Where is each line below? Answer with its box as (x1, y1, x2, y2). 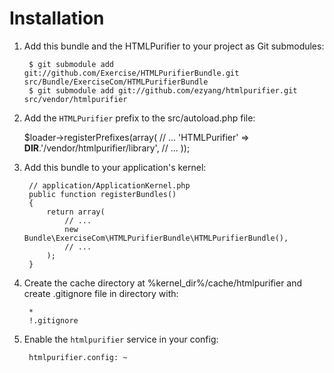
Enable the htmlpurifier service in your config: (23, 333, 219, 345)
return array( (46, 207, 106, 217)
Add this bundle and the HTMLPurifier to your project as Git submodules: (23, 40, 325, 52)
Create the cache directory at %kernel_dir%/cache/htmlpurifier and (23, 277, 303, 289)
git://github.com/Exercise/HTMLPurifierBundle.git (23, 68, 240, 78)
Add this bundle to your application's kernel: (23, 161, 207, 173)
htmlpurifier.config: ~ (28, 352, 128, 362)
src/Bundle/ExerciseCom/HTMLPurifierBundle (23, 77, 209, 87)
